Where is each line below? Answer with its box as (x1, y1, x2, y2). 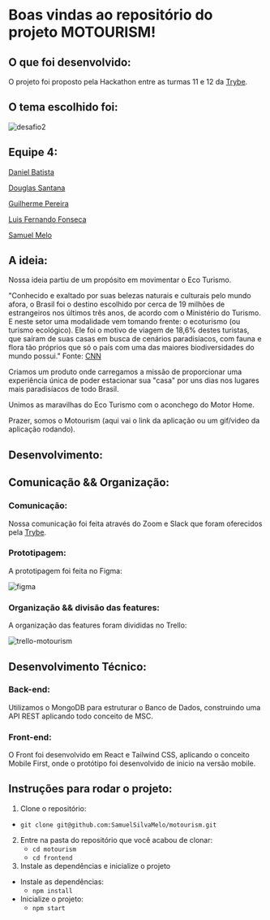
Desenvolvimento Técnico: (8, 660, 148, 674)
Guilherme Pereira (8, 198, 69, 208)
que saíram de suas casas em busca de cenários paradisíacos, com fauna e (8, 334, 262, 344)
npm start (32, 904, 66, 912)
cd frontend (32, 853, 73, 862)
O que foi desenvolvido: (8, 55, 131, 69)
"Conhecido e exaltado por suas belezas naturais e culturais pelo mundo (8, 291, 251, 301)
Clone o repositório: (19, 803, 87, 814)
